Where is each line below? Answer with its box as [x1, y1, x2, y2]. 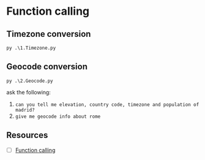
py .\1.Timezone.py [6, 45, 56, 51]
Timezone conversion [6, 29, 91, 39]
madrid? [15, 107, 35, 113]
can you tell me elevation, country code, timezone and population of [15, 101, 199, 108]
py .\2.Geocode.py [6, 78, 53, 84]
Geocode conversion [6, 61, 88, 72]
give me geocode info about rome [15, 113, 101, 120]
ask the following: [6, 88, 51, 96]
